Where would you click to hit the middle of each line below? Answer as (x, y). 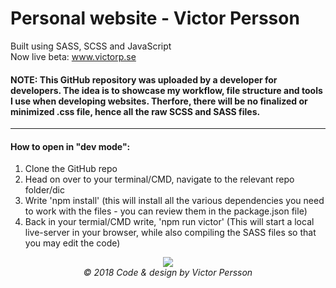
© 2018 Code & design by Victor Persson (168, 273)
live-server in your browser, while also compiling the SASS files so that (170, 233)
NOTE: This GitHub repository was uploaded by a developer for (144, 79)
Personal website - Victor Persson (155, 18)
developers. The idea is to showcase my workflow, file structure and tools (166, 90)
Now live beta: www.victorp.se (73, 56)
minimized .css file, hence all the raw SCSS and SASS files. (135, 111)
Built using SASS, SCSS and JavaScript (91, 46)
